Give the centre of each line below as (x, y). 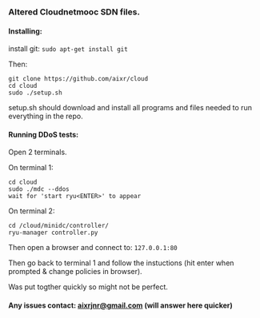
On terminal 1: (31, 168)
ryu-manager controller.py (53, 233)
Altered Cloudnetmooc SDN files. (74, 12)
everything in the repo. (46, 116)
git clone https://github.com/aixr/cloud (78, 79)
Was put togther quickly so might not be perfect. (88, 287)
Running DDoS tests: (44, 134)
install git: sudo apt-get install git (68, 49)
